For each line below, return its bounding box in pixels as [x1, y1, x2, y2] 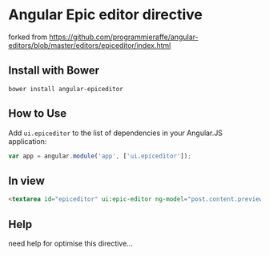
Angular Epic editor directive [8, 6, 203, 24]
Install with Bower [8, 64, 100, 78]
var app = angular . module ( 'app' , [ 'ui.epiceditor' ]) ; [8, 152, 192, 160]
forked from [8, 32, 48, 42]
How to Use [8, 106, 67, 121]
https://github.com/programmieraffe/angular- [49, 32, 199, 42]
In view [8, 174, 46, 187]
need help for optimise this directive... [8, 238, 134, 248]
